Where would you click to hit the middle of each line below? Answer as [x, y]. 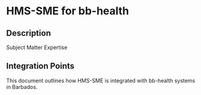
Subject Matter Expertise [37, 47]
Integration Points [40, 66]
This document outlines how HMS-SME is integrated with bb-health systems [101, 80]
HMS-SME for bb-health [68, 11]
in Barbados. [22, 87]
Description [28, 33]
